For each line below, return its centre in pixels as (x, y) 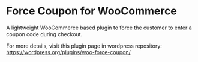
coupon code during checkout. (44, 34)
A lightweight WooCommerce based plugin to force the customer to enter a (99, 28)
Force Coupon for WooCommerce (91, 11)
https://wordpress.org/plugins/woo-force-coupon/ (68, 52)
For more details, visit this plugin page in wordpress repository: (84, 46)
